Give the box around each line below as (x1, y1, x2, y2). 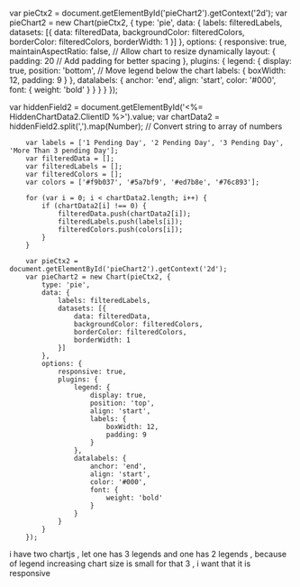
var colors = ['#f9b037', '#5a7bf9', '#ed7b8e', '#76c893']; (25, 178, 259, 187)
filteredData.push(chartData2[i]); (57, 209, 192, 218)
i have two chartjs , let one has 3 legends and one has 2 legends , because (9, 549, 287, 559)
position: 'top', (89, 399, 155, 408)
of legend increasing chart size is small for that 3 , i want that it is (9, 558, 251, 569)
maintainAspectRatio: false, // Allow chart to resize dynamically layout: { (9, 46, 277, 57)
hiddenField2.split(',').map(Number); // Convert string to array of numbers (9, 121, 283, 132)
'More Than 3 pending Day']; (9, 146, 119, 155)
